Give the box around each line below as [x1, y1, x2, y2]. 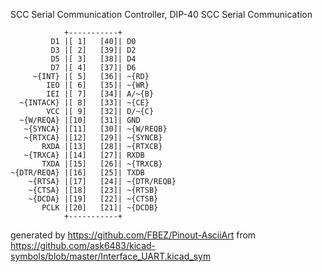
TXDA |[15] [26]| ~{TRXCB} [41, 159, 163, 169]
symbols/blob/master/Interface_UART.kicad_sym [10, 250, 212, 262]
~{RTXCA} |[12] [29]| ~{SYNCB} [23, 133, 163, 143]
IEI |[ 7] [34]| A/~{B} [46, 89, 155, 99]
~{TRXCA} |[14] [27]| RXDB [23, 150, 145, 160]
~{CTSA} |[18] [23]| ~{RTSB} [28, 185, 159, 195]
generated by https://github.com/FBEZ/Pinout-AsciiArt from [10, 229, 257, 241]
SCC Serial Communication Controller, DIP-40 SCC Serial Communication [10, 9, 313, 20]
